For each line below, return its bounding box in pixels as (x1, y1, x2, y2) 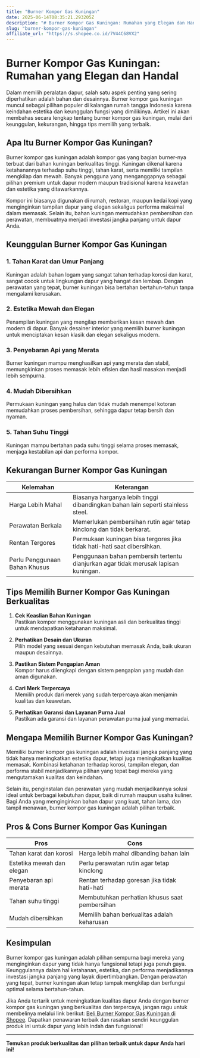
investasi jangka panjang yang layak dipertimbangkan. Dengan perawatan (6, 973, 187, 980)
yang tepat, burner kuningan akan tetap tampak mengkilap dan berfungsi (6, 979, 186, 986)
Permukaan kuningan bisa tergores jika (72, 535, 182, 543)
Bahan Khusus (9, 563, 49, 571)
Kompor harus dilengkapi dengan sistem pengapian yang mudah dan (14, 667, 184, 674)
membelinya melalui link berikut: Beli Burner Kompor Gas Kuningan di (6, 1010, 176, 1017)
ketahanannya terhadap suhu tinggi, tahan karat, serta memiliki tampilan (6, 166, 183, 173)
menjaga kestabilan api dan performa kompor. (6, 448, 119, 455)
